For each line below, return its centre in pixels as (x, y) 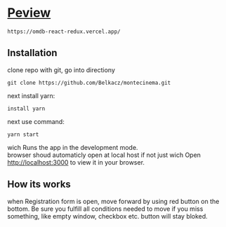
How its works (39, 185)
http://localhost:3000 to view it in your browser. (76, 162)
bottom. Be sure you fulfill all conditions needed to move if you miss (105, 209)
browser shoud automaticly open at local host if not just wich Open (104, 155)
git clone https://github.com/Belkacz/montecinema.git (89, 83)
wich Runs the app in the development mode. (73, 147)
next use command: (36, 121)
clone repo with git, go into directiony (61, 70)
